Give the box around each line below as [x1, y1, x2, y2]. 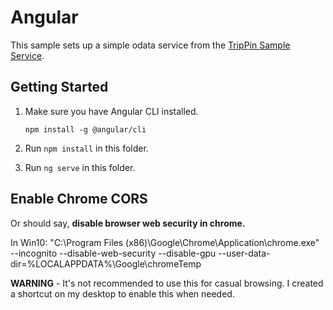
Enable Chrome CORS [10, 191, 148, 208]
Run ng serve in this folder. [24, 161, 136, 173]
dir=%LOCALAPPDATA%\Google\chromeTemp [10, 257, 202, 270]
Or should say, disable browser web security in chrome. [10, 217, 246, 229]
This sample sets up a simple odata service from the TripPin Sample [10, 39, 291, 51]
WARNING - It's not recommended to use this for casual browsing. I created [10, 277, 324, 289]
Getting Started [10, 79, 109, 96]
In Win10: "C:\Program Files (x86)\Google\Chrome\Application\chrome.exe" [10, 236, 320, 248]
